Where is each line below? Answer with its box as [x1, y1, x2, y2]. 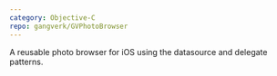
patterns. [9, 56, 44, 67]
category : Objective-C [9, 13, 96, 23]
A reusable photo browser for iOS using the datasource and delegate [9, 46, 268, 57]
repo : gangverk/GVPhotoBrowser [9, 22, 128, 31]
